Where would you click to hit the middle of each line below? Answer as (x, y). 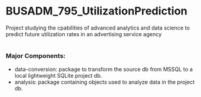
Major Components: (36, 56)
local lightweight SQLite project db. (58, 75)
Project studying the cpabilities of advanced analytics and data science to (98, 28)
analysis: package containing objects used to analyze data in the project (104, 82)
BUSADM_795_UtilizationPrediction (97, 11)
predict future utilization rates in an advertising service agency (84, 34)
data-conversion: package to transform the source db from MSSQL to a (104, 69)
